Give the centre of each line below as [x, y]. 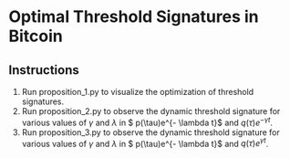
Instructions [44, 70]
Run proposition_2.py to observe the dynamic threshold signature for [151, 111]
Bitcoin [36, 36]
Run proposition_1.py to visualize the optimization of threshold [138, 92]
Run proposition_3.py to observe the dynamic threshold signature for [150, 132]
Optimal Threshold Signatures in [134, 17]
